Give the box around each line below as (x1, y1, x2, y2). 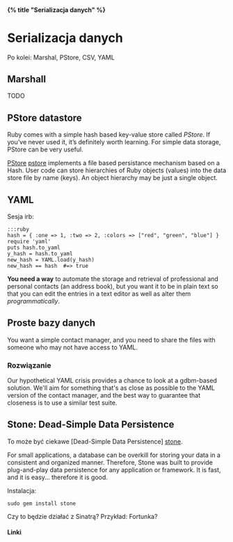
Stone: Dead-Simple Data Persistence (7, 419, 175, 430)
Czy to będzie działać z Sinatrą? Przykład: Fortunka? (7, 512, 158, 520)
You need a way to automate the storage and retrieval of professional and (7, 274, 219, 283)
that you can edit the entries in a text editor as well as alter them (7, 289, 191, 298)
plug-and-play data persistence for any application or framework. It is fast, (7, 465, 221, 474)
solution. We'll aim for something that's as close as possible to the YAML (7, 384, 216, 392)
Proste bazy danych (7, 317, 96, 329)
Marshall (7, 73, 47, 85)
